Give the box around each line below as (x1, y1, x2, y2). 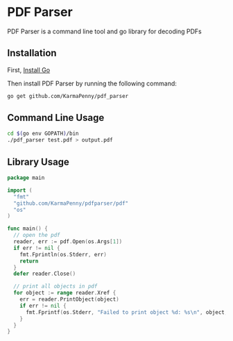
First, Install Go (7, 65, 51, 74)
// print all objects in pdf (13, 283, 98, 290)
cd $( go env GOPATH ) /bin (7, 130, 79, 138)
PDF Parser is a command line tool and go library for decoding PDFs (7, 27, 202, 35)
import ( (7, 187, 33, 194)
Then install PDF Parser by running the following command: (7, 79, 177, 88)
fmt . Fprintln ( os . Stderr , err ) (19, 251, 107, 258)
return (19, 258, 39, 265)
